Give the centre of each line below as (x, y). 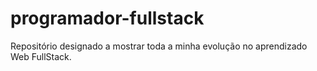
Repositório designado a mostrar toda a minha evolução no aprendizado (159, 46)
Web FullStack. (41, 56)
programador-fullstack (107, 18)
